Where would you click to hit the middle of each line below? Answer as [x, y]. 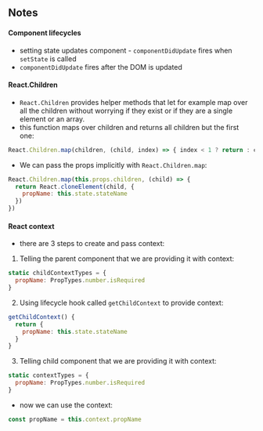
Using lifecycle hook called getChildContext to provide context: [121, 302]
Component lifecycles [45, 33]
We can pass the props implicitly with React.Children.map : [113, 165]
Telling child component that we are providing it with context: [118, 361]
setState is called [48, 59]
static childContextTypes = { [58, 273]
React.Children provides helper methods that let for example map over [133, 102]
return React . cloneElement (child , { [75, 187]
